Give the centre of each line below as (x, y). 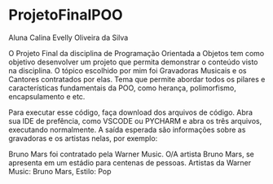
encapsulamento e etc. (47, 96)
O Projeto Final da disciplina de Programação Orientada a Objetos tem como (136, 53)
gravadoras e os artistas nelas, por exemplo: (83, 138)
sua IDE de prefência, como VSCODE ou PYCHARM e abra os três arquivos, (135, 120)
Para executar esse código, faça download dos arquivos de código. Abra (131, 112)
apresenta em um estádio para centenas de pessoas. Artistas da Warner (130, 162)
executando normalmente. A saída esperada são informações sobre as (127, 129)
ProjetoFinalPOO (66, 15)
